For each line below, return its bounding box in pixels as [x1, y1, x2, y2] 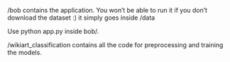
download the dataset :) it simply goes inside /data [7, 13, 155, 22]
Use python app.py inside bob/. [7, 27, 99, 35]
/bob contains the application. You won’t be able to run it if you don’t [7, 6, 208, 14]
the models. [7, 49, 43, 56]
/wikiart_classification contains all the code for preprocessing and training [7, 41, 224, 49]
